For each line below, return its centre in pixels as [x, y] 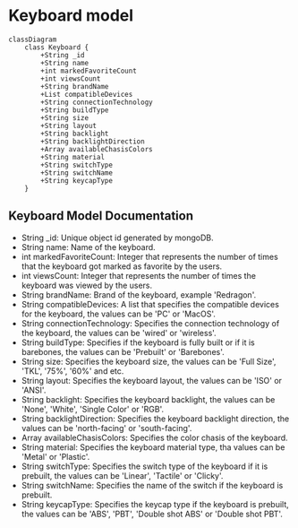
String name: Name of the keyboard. [88, 247]
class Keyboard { [57, 47]
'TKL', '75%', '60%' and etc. [72, 371]
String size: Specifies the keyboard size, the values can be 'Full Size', [149, 361]
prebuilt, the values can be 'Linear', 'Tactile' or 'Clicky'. [122, 475]
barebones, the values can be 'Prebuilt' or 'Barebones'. [123, 351]
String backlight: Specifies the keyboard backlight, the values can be [148, 399]
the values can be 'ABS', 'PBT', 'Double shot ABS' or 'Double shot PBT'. [152, 514]
